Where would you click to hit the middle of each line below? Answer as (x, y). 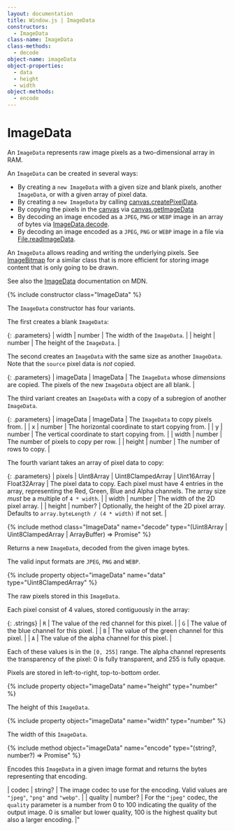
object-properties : (36, 66)
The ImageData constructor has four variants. (71, 308)
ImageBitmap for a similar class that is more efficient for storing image (108, 260)
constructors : (28, 27)
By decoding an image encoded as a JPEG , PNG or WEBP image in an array (120, 216)
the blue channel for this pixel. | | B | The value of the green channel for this (115, 630)
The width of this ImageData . (47, 734)
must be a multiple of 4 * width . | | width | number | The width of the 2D (111, 498)
